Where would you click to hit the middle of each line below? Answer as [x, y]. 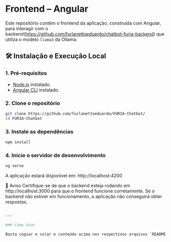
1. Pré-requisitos [26, 73]
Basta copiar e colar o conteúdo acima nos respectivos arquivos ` [79, 234]
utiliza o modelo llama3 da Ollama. [41, 39]
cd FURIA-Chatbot [24, 118]
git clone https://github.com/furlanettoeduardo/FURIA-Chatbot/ [75, 114]
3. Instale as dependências [39, 131]
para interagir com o [27, 28]
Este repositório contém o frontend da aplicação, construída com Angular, [83, 23]
